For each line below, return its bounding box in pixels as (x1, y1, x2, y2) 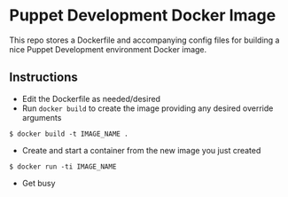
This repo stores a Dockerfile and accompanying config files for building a (9, 35, 280, 45)
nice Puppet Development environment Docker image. (9, 43, 207, 54)
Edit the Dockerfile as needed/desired (21, 93, 161, 104)
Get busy (21, 177, 56, 188)
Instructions (9, 70, 78, 85)
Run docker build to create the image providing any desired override (21, 103, 274, 114)
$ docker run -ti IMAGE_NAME (9, 162, 117, 171)
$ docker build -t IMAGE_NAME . (9, 130, 128, 138)
